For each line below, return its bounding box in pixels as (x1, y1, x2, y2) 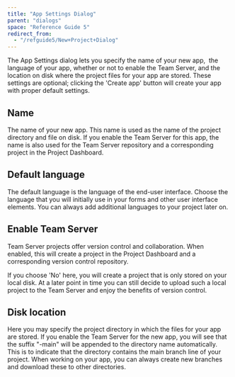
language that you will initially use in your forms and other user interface (7, 195, 218, 203)
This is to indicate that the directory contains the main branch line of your (7, 348, 222, 356)
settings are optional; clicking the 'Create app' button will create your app (7, 79, 222, 87)
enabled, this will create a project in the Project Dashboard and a (7, 249, 196, 258)
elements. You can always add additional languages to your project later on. (7, 203, 229, 211)
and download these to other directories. (7, 363, 126, 371)
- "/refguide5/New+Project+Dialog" (13, 37, 119, 44)
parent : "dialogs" (7, 17, 62, 24)
